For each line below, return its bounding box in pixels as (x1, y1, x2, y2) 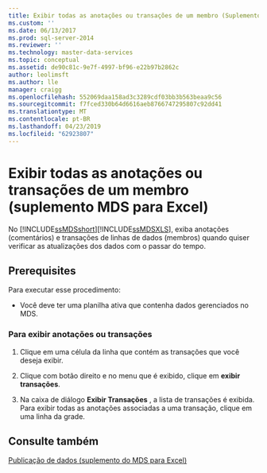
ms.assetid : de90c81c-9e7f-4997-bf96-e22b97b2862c (8, 64, 180, 72)
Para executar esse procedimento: (8, 285, 121, 295)
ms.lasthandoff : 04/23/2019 (8, 122, 102, 130)
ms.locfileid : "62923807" (8, 130, 94, 138)
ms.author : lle (8, 78, 59, 86)
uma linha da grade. (19, 411, 86, 421)
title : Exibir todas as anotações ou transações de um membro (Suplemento (8, 11, 261, 20)
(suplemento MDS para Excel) (8, 198, 209, 215)
